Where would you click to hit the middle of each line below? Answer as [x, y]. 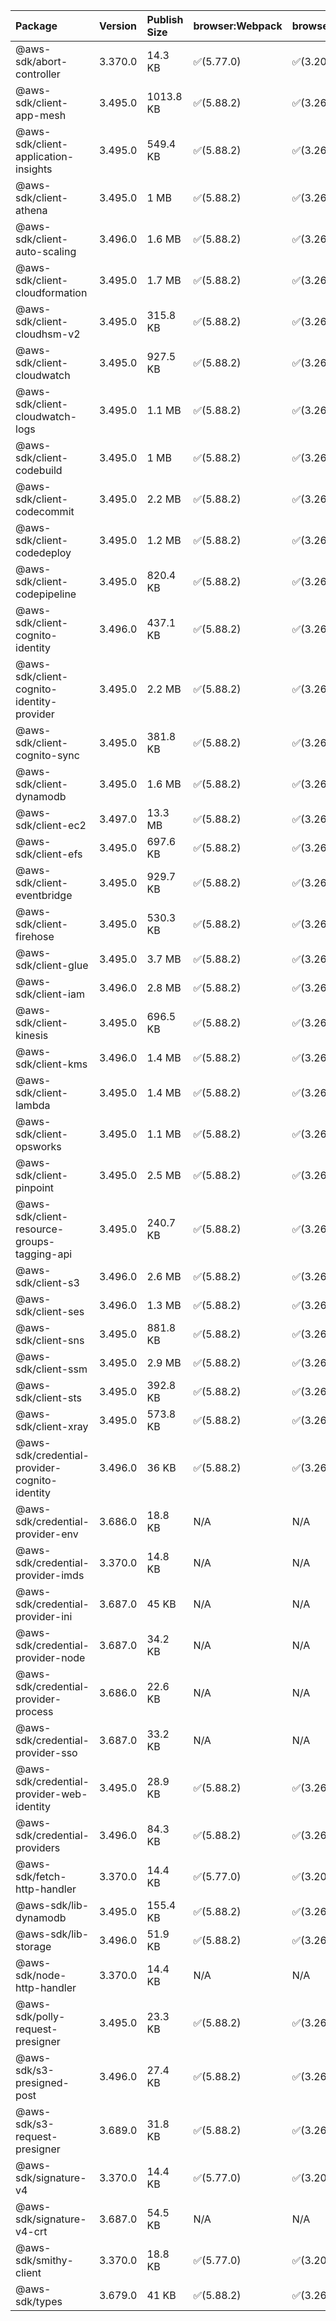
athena [31, 210]
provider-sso [46, 1752]
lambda [33, 1105]
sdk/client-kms [51, 1064]
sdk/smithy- [44, 2260]
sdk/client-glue [52, 965]
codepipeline [46, 594]
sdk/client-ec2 [51, 825]
